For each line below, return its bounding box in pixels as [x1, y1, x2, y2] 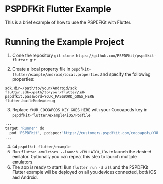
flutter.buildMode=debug [5, 98, 55, 103]
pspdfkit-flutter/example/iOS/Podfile [12, 113, 91, 118]
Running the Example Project [5, 36, 124, 47]
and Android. [12, 174, 38, 180]
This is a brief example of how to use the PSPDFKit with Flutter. [5, 19, 131, 25]
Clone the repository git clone [12, 52, 74, 58]
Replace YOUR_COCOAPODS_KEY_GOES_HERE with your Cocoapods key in [12, 107, 147, 112]
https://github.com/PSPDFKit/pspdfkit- [76, 53, 157, 58]
